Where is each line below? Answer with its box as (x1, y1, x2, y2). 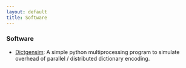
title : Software (6, 15, 47, 21)
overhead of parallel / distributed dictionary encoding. (15, 55, 150, 62)
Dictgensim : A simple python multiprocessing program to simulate (15, 48, 180, 55)
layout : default (6, 8, 47, 15)
